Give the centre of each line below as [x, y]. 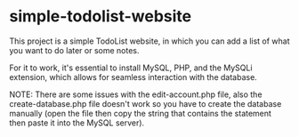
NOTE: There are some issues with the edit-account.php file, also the [136, 94]
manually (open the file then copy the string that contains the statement [140, 113]
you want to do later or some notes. [74, 50]
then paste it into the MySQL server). [77, 123]
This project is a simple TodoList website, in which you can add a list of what [150, 41]
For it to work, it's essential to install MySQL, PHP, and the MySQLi [131, 68]
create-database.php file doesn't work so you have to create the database [145, 103]
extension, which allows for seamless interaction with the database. [133, 77]
